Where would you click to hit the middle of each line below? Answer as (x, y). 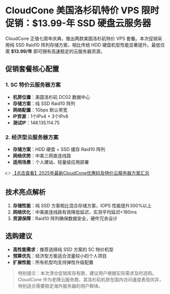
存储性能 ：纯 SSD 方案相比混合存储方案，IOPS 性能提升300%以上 (82, 205)
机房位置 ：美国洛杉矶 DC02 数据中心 (51, 97)
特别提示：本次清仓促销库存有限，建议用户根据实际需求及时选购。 (87, 273)
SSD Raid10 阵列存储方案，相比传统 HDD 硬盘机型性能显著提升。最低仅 (90, 45)
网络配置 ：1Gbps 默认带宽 (40, 110)
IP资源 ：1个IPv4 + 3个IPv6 (41, 116)
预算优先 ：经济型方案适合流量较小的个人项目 (60, 256)
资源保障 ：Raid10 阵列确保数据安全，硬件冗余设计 (65, 218)
